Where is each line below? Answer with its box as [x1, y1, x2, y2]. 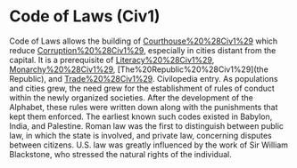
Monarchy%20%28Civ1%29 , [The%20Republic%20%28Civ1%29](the [9, 64, 269, 75]
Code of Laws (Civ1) [9, 6, 161, 27]
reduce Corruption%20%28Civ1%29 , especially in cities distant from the [9, 44, 276, 55]
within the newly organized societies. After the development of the [9, 92, 254, 103]
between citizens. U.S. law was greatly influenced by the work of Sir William [9, 140, 288, 150]
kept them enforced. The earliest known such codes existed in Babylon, [9, 111, 273, 122]
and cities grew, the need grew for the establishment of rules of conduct [9, 83, 275, 93]
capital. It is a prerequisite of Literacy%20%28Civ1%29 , [9, 54, 215, 65]
